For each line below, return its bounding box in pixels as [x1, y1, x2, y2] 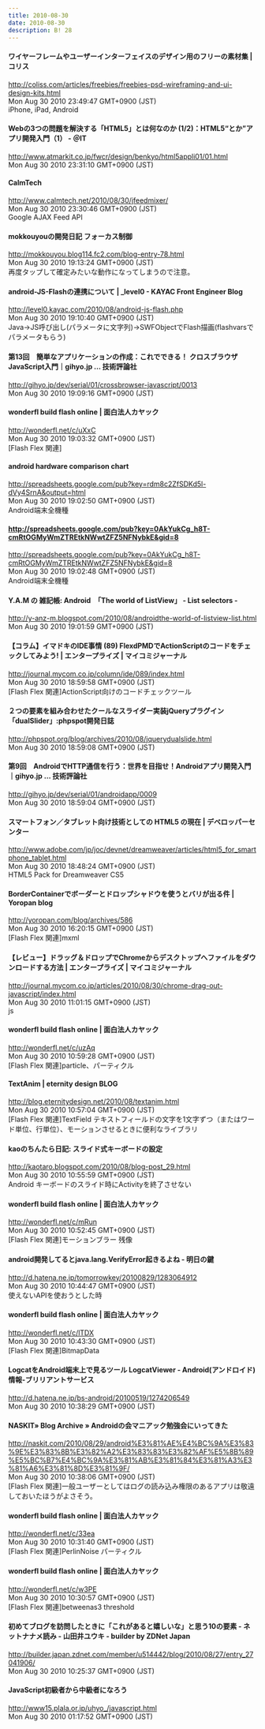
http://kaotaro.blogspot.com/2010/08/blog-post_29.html [8, 1162, 191, 1172]
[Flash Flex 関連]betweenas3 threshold [8, 1602, 135, 1611]
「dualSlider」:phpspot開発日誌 [8, 716, 114, 726]
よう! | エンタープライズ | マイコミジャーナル [42, 651, 188, 660]
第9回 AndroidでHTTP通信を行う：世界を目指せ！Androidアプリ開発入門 [8, 762, 252, 771]
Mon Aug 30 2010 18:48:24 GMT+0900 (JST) [8, 862, 156, 871]
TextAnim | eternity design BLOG [8, 1079, 118, 1089]
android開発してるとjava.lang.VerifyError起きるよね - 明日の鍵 [8, 1255, 215, 1264]
